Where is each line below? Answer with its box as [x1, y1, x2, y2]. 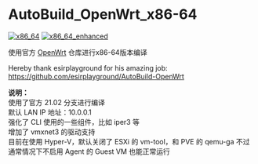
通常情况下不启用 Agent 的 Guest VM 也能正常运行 [8, 147, 171, 156]
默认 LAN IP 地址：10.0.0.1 [8, 108, 92, 117]
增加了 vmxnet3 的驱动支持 [8, 127, 96, 137]
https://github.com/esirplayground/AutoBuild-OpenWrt [8, 71, 184, 81]
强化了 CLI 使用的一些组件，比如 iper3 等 [8, 117, 140, 126]
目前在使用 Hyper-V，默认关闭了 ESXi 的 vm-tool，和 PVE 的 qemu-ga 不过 [8, 137, 250, 146]
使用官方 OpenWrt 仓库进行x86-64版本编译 [8, 47, 147, 56]
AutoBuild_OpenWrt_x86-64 [8, 5, 198, 24]
